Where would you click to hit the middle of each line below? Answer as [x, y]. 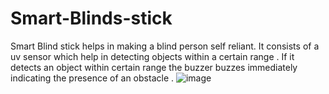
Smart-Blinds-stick [91, 18]
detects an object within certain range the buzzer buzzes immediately [154, 67]
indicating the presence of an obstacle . [92, 78]
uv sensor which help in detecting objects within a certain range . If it [152, 56]
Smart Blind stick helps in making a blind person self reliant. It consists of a [165, 46]
